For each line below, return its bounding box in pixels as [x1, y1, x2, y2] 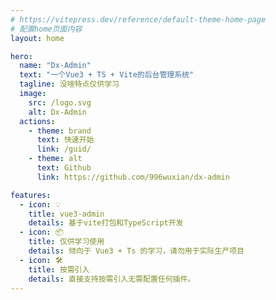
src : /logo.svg [28, 97, 92, 108]
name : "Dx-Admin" [19, 61, 92, 71]
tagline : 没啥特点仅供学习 [19, 79, 120, 90]
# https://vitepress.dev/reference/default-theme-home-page [10, 14, 267, 25]
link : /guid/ [36, 144, 92, 155]
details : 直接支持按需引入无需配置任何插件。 [28, 274, 196, 284]
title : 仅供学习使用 [28, 237, 105, 247]
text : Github [36, 163, 92, 173]
